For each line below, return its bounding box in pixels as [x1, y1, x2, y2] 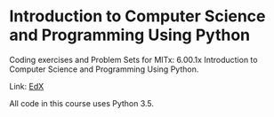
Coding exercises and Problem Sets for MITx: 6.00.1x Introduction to [9, 54, 258, 65]
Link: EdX [9, 81, 44, 91]
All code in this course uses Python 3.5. [9, 97, 154, 108]
